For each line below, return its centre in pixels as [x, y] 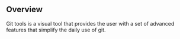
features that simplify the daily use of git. [56, 30]
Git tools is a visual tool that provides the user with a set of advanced [90, 23]
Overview [25, 10]
